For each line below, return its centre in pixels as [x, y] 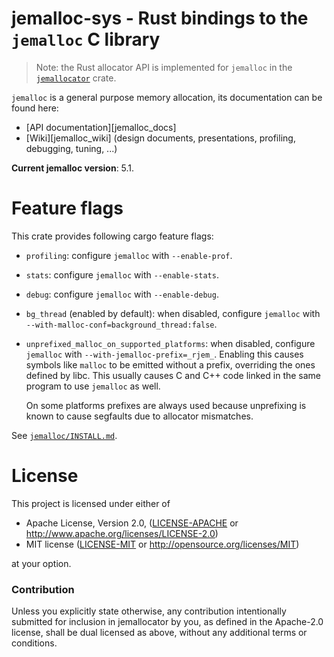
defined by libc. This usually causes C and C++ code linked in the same [173, 375]
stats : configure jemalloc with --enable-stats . [122, 274]
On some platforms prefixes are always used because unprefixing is [166, 405]
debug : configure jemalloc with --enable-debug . [122, 294]
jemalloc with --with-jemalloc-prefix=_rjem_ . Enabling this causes [164, 354]
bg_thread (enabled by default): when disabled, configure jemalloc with [173, 313]
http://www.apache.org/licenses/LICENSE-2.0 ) [122, 533]
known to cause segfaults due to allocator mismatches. [139, 416]
